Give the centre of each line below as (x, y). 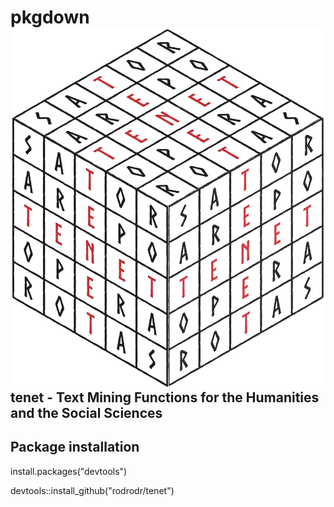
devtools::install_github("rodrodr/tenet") (92, 490)
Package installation (75, 447)
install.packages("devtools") (69, 471)
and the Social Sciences (86, 412)
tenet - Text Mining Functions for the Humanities (165, 397)
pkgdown (50, 17)
